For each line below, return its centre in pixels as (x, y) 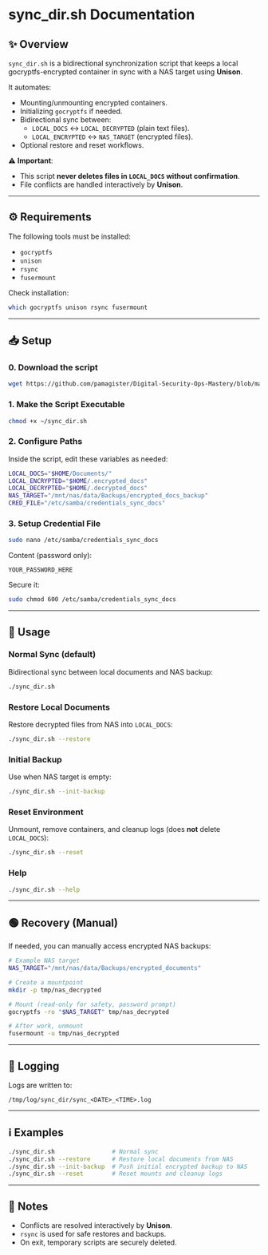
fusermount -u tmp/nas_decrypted (64, 1034)
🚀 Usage (29, 632)
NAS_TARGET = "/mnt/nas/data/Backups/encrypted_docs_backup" (108, 496)
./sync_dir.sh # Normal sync (83, 1151)
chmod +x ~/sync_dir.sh (48, 421)
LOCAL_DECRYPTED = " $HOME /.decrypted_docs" (78, 489)
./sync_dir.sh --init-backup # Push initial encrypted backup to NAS (128, 1166)
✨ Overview (39, 44)
